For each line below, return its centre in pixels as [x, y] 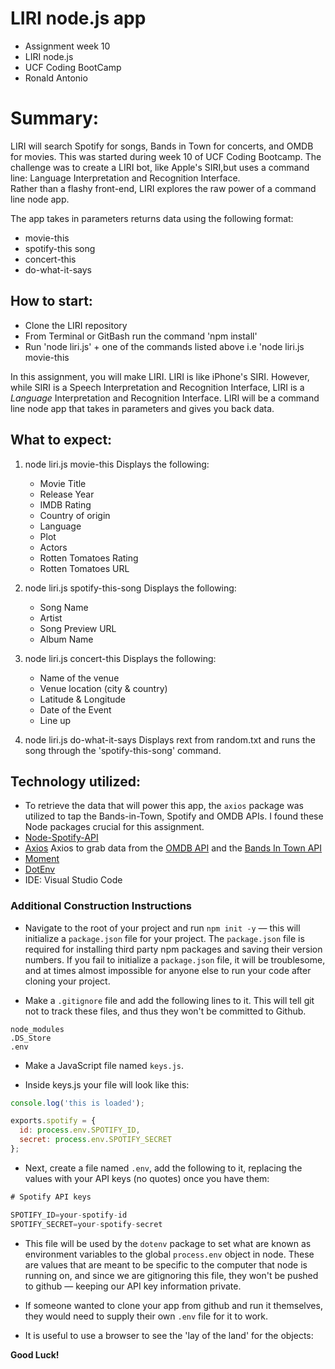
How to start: [51, 301]
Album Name [66, 639]
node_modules [37, 1029]
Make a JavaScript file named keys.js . [104, 1065]
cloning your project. [67, 981]
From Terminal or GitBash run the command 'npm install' [141, 336]
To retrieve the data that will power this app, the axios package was [164, 806]
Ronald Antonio [56, 78]
